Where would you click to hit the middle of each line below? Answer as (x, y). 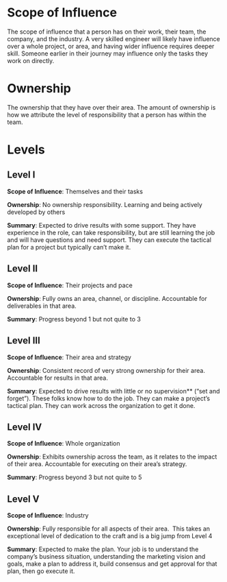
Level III (24, 341)
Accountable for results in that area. (57, 378)
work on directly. (31, 60)
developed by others (36, 212)
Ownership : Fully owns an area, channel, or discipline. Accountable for (107, 298)
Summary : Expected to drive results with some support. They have (102, 225)
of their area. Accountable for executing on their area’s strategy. (97, 464)
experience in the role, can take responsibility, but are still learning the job (111, 232)
